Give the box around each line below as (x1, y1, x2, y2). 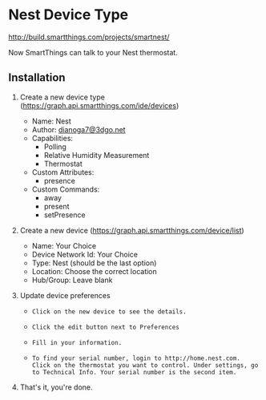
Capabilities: (31, 133, 74, 143)
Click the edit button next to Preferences (31, 323, 180, 331)
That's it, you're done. (19, 382, 94, 392)
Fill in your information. (31, 338, 123, 346)
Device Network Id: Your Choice (31, 249, 139, 259)
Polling (43, 142, 66, 152)
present (43, 201, 70, 211)
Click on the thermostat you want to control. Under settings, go (31, 361, 259, 370)
